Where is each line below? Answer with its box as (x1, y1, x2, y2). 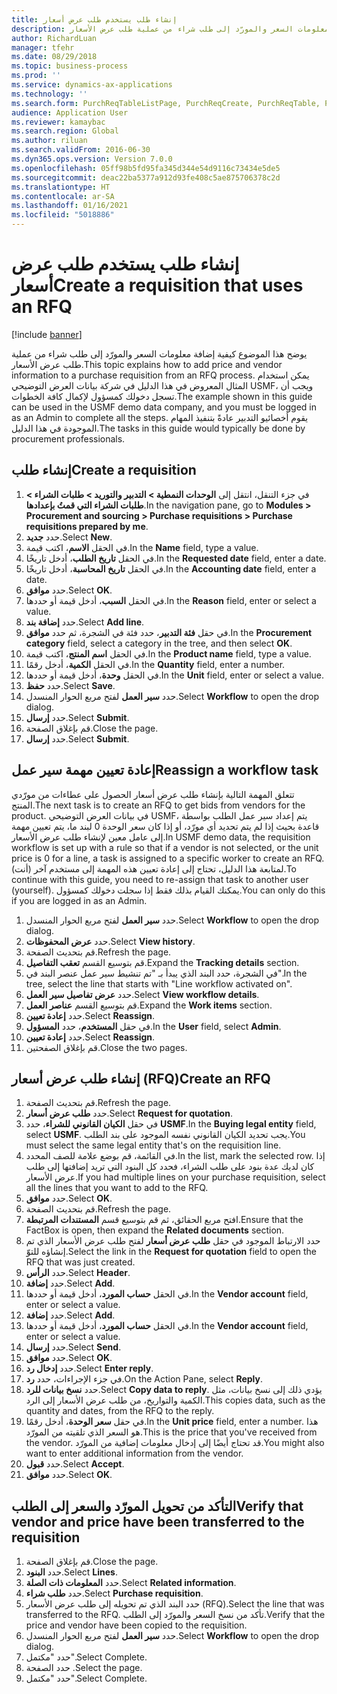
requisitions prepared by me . (25, 520, 149, 532)
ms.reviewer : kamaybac (11, 117, 106, 127)
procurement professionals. (11, 432, 126, 445)
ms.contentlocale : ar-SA (11, 191, 115, 201)
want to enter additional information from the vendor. (25, 1447, 244, 1460)
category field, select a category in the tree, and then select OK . (25, 637, 293, 649)
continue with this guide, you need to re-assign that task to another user (11, 873, 309, 885)
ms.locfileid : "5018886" (11, 210, 115, 220)
